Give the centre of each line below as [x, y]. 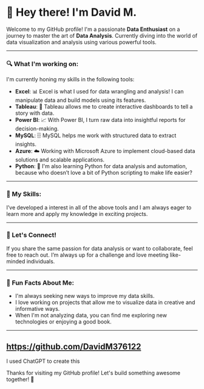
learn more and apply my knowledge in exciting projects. [77, 214]
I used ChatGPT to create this [43, 361]
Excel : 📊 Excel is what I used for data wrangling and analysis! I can [99, 92]
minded [16, 261]
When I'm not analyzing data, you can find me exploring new [91, 316]
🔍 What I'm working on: [42, 64]
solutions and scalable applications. [60, 160]
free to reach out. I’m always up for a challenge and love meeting [87, 255]
